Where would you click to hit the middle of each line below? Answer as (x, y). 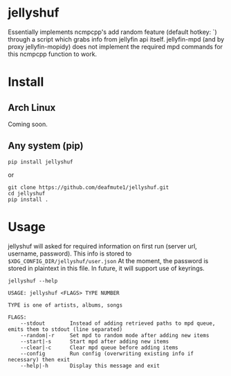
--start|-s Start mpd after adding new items (95, 341)
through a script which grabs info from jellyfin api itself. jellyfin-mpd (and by (116, 39)
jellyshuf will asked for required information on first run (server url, (103, 246)
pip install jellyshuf (40, 162)
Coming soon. (28, 124)
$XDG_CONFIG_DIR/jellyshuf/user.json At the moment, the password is (108, 260)
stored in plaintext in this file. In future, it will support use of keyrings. (106, 268)
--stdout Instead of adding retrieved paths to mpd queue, (118, 323)
